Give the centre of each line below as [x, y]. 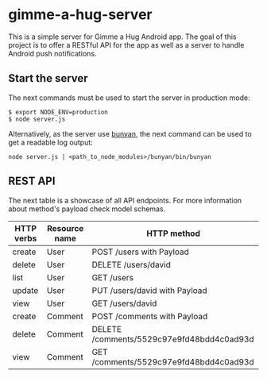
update [25, 290]
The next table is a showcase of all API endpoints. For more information [125, 200]
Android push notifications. [52, 53]
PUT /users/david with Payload [150, 290]
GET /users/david [124, 303]
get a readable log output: [50, 142]
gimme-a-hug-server [80, 15]
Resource [65, 228]
